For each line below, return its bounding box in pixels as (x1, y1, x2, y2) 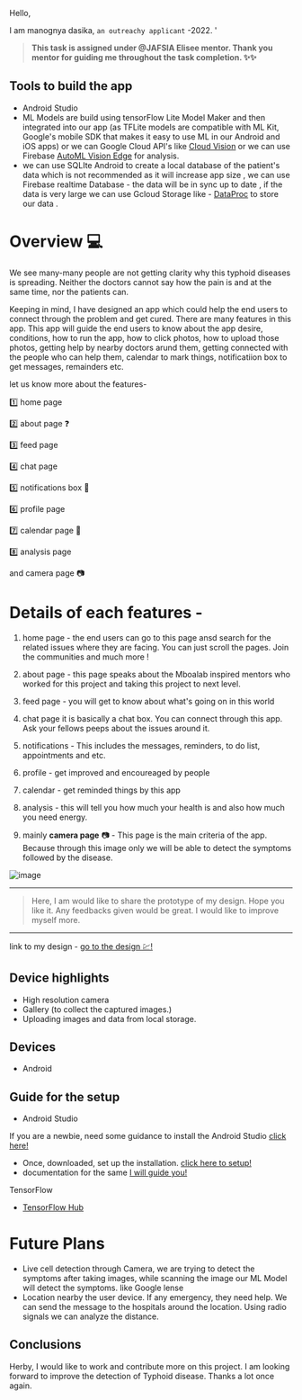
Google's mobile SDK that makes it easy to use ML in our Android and (22, 130, 280, 142)
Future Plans (9, 1234, 105, 1254)
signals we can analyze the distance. (22, 1311, 159, 1322)
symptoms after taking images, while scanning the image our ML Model (22, 1273, 288, 1284)
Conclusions (9, 1337, 82, 1352)
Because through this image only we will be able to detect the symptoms (22, 842, 292, 853)
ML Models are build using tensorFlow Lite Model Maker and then (22, 112, 266, 122)
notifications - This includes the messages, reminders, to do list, (22, 740, 261, 750)
